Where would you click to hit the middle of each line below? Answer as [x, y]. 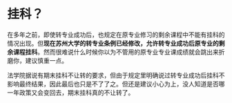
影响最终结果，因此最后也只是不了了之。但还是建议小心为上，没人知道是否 [113, 84]
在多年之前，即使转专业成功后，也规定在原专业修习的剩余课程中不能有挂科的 [116, 35]
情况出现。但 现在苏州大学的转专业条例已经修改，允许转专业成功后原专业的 [113, 43]
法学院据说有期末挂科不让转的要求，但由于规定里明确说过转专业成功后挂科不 [116, 75]
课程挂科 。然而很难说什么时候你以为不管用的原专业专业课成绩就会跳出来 [116, 52]
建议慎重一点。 [46, 60]
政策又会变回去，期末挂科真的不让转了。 [77, 92]
